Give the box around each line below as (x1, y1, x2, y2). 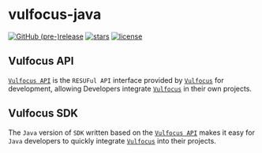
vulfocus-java (8, 6, 102, 24)
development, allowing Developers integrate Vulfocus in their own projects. (8, 84, 253, 93)
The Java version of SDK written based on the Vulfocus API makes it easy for (8, 128, 255, 137)
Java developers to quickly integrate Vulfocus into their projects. (8, 136, 217, 145)
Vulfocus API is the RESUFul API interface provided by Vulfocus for (8, 75, 224, 84)
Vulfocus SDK (8, 106, 79, 120)
